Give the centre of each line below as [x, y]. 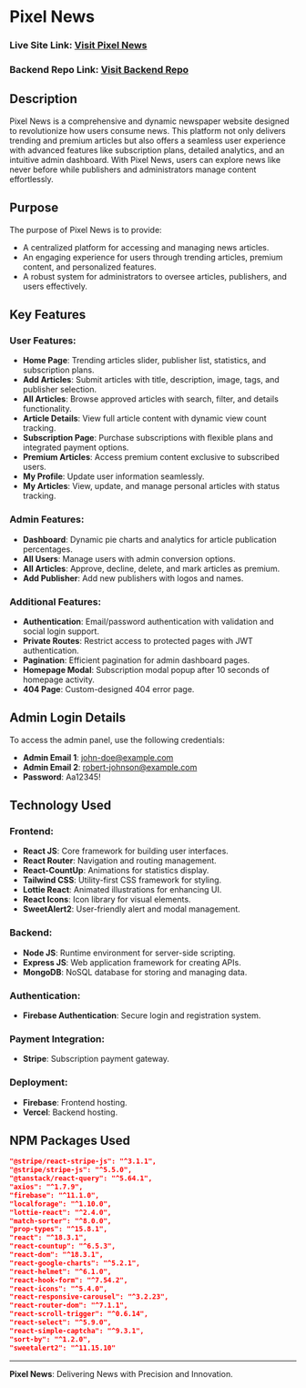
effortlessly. [32, 179]
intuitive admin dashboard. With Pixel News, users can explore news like [145, 159]
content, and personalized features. [89, 267]
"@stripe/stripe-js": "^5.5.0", [71, 1170]
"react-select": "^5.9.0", [61, 1322]
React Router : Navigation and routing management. [119, 861]
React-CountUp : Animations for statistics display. [116, 871]
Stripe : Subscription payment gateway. [96, 1059]
